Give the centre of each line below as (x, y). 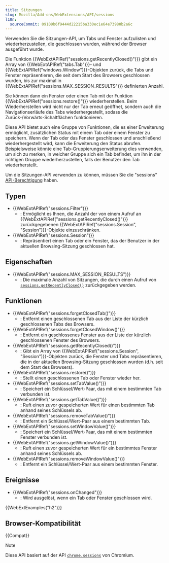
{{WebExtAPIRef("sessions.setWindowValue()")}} (64, 426)
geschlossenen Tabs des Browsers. (57, 324)
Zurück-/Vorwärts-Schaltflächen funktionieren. (54, 118)
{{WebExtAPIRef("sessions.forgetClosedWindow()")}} (69, 329)
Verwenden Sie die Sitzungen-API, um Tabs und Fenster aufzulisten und (81, 39)
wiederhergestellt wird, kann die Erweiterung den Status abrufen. (73, 144)
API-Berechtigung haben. (32, 180)
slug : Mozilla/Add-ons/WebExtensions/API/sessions (60, 15)
